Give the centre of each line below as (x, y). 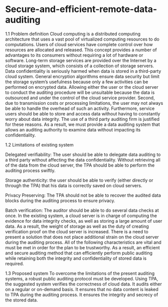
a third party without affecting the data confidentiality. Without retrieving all (83, 160)
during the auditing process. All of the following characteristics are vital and (83, 242)
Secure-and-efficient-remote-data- (81, 9)
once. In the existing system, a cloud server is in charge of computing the (81, 215)
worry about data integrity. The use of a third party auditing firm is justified (82, 119)
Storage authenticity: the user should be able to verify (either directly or (79, 180)
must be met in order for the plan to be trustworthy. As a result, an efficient (82, 247)
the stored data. (22, 300)
